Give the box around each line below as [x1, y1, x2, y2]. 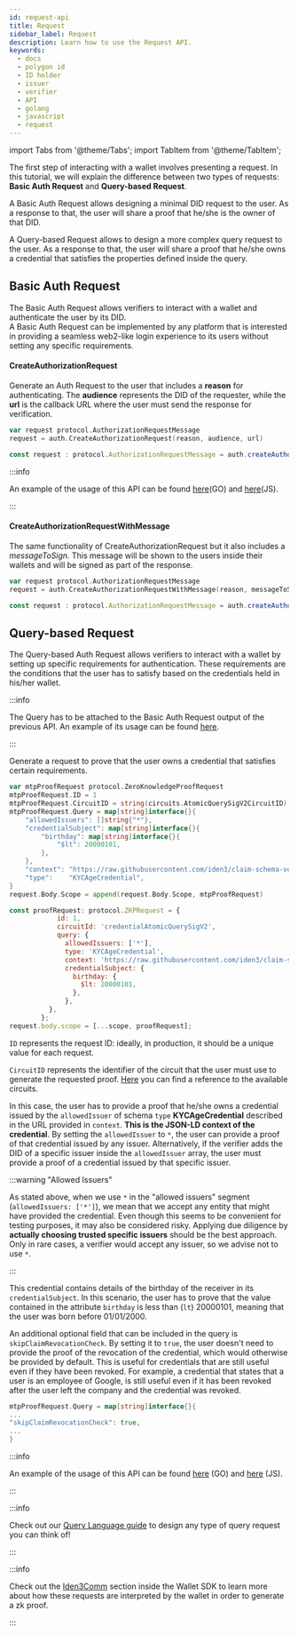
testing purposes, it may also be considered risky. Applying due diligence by [9, 1219, 288, 1231]
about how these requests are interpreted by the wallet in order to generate [9, 1591, 285, 1601]
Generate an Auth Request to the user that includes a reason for [9, 380, 244, 391]
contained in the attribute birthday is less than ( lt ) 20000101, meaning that [9, 1301, 285, 1312]
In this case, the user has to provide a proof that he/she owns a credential [9, 1100, 279, 1111]
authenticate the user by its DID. [9, 312, 127, 323]
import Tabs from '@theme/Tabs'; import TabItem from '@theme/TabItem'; [9, 145, 282, 156]
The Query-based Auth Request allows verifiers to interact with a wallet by [9, 650, 281, 660]
